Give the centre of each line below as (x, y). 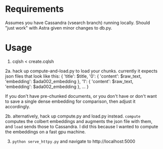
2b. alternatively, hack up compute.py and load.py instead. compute (73, 116)
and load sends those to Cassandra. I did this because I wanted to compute (82, 126)
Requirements (34, 9)
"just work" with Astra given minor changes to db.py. (59, 28)
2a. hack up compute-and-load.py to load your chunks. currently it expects (81, 71)
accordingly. (18, 106)
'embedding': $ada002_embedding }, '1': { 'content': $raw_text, (69, 81)
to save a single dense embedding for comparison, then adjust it (70, 101)
